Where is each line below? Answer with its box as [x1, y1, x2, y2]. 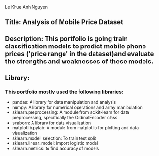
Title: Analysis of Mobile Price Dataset [5, 18, 124, 26]
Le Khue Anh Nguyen [5, 4, 48, 10]
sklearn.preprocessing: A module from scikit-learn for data [12, 109, 129, 115]
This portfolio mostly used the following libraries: [5, 88, 124, 95]
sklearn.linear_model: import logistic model [12, 140, 98, 146]
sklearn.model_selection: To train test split [12, 135, 96, 141]
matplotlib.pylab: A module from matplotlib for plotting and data [12, 125, 139, 131]
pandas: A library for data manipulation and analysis [12, 99, 116, 105]
